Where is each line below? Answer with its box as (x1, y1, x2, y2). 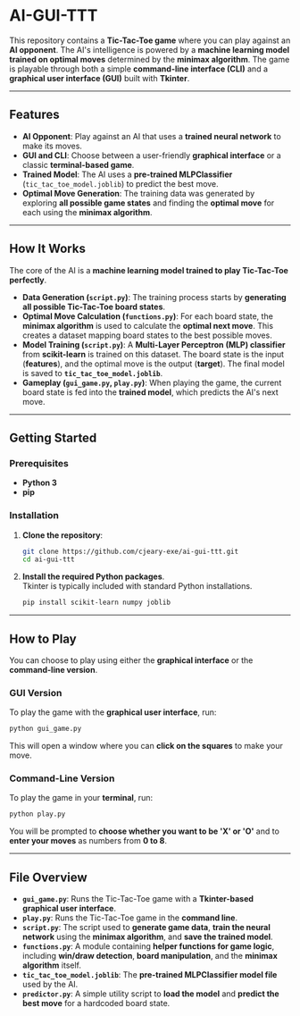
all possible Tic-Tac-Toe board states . (21, 301, 166, 312)
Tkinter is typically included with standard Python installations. (21, 581, 253, 592)
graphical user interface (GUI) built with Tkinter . (9, 72, 190, 83)
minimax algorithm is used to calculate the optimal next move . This (21, 320, 274, 331)
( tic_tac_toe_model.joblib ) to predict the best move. (21, 178, 219, 189)
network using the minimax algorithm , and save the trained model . (21, 931, 274, 943)
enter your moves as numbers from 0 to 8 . (9, 835, 168, 846)
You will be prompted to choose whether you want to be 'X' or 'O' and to (9, 826, 279, 836)
